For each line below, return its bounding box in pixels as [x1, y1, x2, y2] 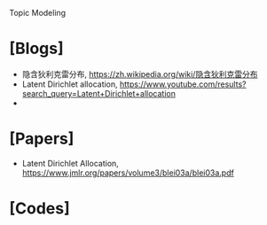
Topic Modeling [9, 8, 67, 18]
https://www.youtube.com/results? [119, 79, 247, 89]
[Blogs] [9, 39, 64, 58]
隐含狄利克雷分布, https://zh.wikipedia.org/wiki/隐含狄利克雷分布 [21, 68, 258, 79]
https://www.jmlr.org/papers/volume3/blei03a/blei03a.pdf [21, 167, 235, 178]
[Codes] [9, 198, 71, 219]
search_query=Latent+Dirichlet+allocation [21, 88, 176, 98]
